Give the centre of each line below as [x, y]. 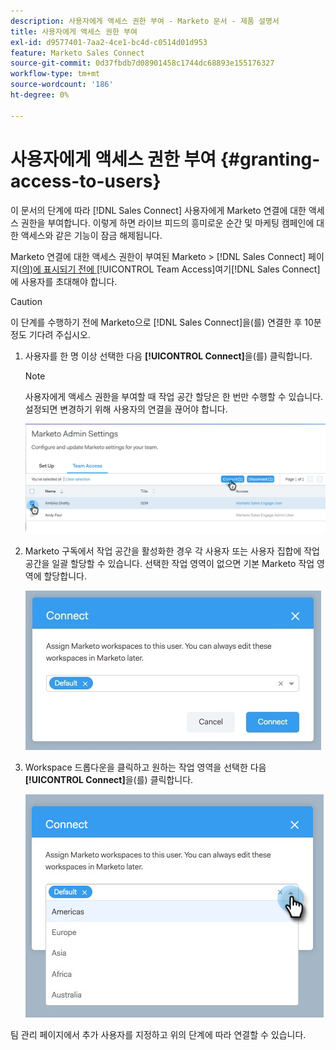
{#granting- [270, 159]
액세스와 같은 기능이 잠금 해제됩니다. [91, 235]
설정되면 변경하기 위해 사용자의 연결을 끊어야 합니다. [126, 409]
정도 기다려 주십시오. [50, 334]
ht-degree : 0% [40, 95]
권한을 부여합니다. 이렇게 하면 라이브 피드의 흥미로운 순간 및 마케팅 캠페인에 [167, 222]
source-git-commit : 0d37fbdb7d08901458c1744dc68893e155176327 [142, 63]
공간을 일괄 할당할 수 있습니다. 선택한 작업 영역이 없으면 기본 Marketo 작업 [169, 564]
